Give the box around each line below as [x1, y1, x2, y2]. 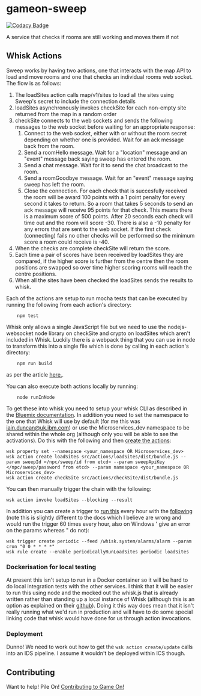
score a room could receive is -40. [23, 238, 110, 245]
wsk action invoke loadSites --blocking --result [6, 497, 133, 503]
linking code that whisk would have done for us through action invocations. [6, 615, 192, 622]
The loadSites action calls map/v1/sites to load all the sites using [14, 91, 174, 98]
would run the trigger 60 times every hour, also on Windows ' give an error [6, 520, 191, 528]
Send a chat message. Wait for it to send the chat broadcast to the [23, 161, 188, 168]
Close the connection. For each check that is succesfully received [23, 187, 187, 194]
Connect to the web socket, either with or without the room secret [23, 129, 187, 137]
